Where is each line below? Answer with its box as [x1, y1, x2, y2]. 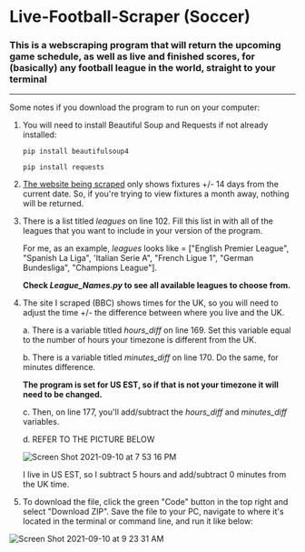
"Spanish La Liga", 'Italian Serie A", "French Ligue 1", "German [22, 253, 254, 264]
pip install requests [22, 163, 104, 172]
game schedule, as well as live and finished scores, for [9, 50, 256, 63]
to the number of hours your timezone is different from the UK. [22, 335, 257, 346]
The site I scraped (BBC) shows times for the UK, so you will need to [22, 297, 279, 308]
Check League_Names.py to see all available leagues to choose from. [22, 280, 291, 291]
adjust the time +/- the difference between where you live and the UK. [22, 307, 285, 318]
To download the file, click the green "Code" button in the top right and [22, 497, 289, 507]
